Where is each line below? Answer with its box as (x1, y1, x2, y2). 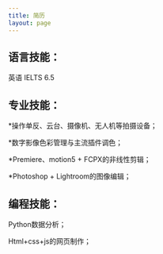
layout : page (8, 19, 51, 27)
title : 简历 (8, 11, 45, 20)
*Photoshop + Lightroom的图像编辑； (8, 171, 132, 181)
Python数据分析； (8, 219, 66, 229)
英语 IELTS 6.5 (8, 73, 55, 83)
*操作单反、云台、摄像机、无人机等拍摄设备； (8, 121, 158, 131)
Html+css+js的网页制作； (8, 236, 91, 246)
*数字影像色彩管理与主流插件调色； (8, 138, 123, 148)
